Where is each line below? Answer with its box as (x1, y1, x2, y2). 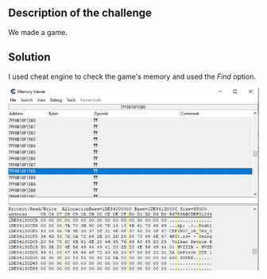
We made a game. (8, 27, 68, 37)
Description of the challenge (8, 6, 153, 20)
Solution (8, 51, 51, 64)
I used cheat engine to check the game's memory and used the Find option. (8, 72, 257, 81)
